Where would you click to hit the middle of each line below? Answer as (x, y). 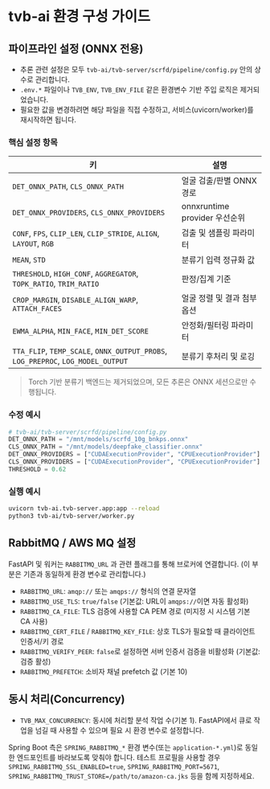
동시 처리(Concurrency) (67, 699)
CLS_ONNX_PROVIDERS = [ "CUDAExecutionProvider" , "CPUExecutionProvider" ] (135, 462)
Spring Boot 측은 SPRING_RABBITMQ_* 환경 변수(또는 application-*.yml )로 (126, 747)
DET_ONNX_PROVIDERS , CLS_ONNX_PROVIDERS (89, 212)
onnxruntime (205, 206)
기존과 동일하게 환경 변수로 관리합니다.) (84, 574)
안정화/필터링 (205, 325)
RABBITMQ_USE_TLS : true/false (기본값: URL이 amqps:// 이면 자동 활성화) (134, 601)
